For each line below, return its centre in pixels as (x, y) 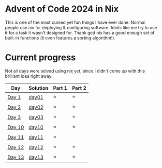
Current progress (40, 58)
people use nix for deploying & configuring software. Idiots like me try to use (81, 27)
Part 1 (60, 88)
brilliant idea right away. (29, 76)
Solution (38, 88)
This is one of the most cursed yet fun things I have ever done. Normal (75, 22)
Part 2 (79, 88)
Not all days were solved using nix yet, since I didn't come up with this (75, 71)
